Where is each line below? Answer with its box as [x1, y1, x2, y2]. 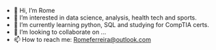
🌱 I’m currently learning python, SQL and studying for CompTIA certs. [13, 21, 210, 28]
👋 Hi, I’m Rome [13, 7, 55, 14]
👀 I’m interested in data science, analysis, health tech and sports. [13, 14, 197, 22]
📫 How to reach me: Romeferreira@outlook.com [13, 36, 152, 43]
